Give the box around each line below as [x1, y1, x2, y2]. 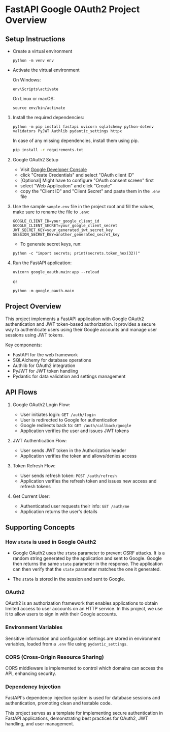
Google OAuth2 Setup [12, 156, 59, 162]
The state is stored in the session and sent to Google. [12, 576, 125, 582]
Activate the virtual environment [12, 67, 80, 73]
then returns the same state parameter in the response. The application [12, 561, 163, 567]
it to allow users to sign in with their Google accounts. [5, 611, 118, 617]
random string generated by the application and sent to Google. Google [12, 555, 162, 561]
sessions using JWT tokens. [5, 332, 64, 338]
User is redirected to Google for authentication [20, 416, 118, 423]
